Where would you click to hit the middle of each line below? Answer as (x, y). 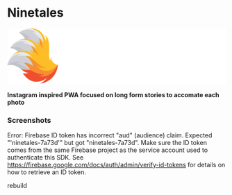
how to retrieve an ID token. (47, 172)
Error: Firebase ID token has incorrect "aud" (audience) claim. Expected (110, 135)
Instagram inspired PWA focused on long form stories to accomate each (113, 94)
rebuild (17, 186)
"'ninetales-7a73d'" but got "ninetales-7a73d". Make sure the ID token (107, 143)
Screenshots (29, 120)
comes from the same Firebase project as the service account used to (108, 150)
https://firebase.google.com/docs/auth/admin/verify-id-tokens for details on (116, 165)
